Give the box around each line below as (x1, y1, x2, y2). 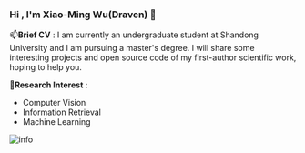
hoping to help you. (9, 62, 82, 73)
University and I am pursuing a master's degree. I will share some (9, 43, 255, 54)
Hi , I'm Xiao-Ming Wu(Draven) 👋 (9, 8, 157, 21)
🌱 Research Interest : (9, 79, 88, 90)
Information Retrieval (22, 107, 102, 117)
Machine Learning (22, 117, 91, 127)
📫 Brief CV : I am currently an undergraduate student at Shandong (9, 29, 259, 40)
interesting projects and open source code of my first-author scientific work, (9, 52, 297, 63)
